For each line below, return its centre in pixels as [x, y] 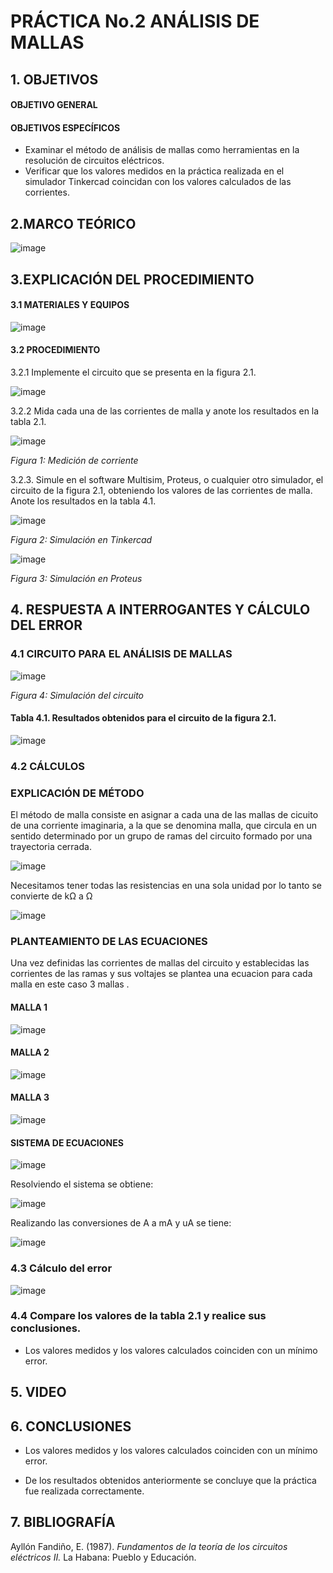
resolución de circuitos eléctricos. [94, 161]
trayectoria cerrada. [51, 847]
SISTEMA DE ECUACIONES [67, 1142]
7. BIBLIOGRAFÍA [63, 1522]
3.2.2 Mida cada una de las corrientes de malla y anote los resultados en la [165, 411]
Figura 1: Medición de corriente [74, 460]
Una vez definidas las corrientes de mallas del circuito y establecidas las [160, 963]
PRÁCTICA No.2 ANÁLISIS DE [135, 21]
